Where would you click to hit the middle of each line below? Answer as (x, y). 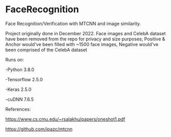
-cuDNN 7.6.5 (20, 99)
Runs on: (15, 59)
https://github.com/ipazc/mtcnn (39, 129)
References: (18, 109)
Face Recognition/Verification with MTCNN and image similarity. (73, 24)
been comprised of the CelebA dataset (46, 50)
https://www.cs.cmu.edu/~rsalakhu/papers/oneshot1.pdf (65, 119)
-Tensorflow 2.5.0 (24, 79)
